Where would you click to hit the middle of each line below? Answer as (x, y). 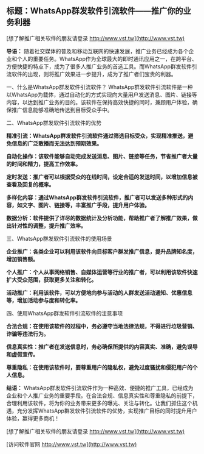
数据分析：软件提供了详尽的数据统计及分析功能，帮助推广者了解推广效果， (99, 218)
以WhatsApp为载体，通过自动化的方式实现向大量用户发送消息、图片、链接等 (102, 94)
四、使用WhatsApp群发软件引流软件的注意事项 (65, 313)
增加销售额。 (22, 259)
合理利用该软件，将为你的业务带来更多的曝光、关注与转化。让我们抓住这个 (99, 403)
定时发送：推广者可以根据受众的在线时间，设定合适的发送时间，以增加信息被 (102, 177)
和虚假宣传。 (22, 354)
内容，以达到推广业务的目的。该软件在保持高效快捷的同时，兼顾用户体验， (99, 102)
